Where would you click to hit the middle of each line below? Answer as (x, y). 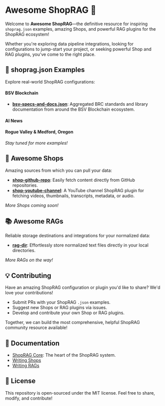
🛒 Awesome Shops (34, 158)
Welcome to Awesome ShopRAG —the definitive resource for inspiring (76, 24)
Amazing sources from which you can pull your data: (59, 170)
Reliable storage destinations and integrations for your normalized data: (78, 236)
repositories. (25, 185)
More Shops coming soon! (32, 205)
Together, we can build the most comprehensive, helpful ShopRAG (73, 323)
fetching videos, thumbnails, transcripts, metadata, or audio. (73, 196)
